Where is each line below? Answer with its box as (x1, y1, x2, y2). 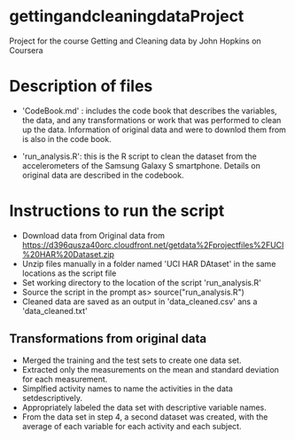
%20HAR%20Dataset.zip (21, 248, 115, 259)
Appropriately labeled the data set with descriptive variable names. (21, 402, 268, 412)
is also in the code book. (21, 133, 113, 144)
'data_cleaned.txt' (21, 305, 88, 316)
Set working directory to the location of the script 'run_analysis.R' (21, 277, 261, 287)
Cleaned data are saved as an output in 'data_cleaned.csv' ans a (21, 295, 258, 307)
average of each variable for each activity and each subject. (21, 420, 242, 431)
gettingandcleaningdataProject (9, 6, 245, 27)
